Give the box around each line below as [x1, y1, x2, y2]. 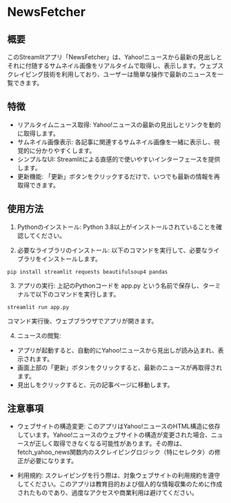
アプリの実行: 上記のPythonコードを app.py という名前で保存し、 [17, 281, 203, 290]
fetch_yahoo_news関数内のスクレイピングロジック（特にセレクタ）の [17, 448, 215, 456]
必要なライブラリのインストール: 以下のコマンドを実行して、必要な [17, 246, 208, 254]
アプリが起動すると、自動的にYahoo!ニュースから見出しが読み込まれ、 [17, 346, 219, 354]
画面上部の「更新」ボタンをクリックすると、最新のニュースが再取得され [17, 363, 223, 371]
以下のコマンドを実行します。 [35, 290, 120, 298]
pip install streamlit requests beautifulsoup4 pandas [7, 268, 168, 275]
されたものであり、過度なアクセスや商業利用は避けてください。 [17, 489, 198, 497]
